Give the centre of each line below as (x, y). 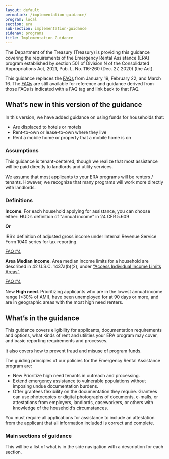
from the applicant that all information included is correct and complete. (80, 423)
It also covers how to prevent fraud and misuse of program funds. (74, 351)
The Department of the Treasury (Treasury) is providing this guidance (78, 52)
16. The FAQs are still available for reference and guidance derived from (80, 83)
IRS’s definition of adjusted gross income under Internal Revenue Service (81, 236)
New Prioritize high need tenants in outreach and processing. (76, 376)
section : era (19, 24)
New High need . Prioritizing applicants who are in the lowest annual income (84, 292)
